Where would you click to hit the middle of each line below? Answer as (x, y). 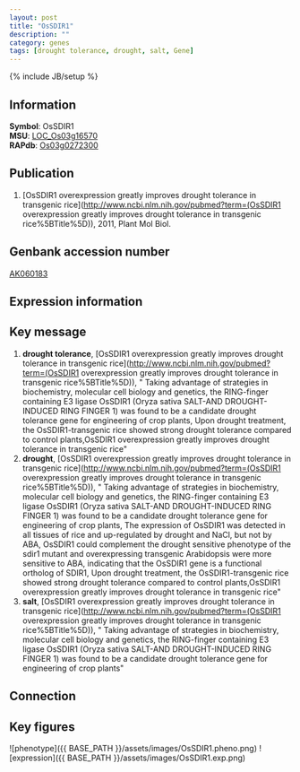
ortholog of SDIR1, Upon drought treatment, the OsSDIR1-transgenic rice (155, 572)
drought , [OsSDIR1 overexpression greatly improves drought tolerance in (156, 458)
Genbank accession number (90, 252)
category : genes (39, 43)
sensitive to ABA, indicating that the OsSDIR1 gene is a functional (142, 563)
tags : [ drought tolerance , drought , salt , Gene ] (102, 51)
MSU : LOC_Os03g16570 (54, 135)
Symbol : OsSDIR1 (42, 126)
